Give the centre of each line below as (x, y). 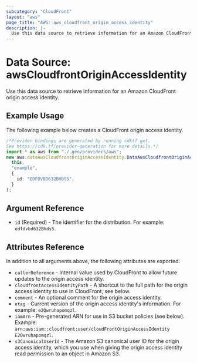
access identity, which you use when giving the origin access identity (98, 348)
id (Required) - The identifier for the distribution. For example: (89, 222)
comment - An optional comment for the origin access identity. (88, 298)
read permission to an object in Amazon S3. (67, 354)
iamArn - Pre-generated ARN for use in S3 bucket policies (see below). (99, 316)
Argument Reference (45, 208)
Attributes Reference (45, 247)
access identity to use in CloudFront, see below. (72, 291)
